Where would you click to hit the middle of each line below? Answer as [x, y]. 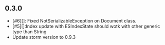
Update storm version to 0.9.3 [44, 37]
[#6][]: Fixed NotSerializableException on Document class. [74, 20]
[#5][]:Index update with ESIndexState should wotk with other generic [86, 26]
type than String [29, 31]
